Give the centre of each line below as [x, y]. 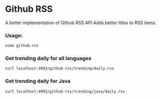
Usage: [14, 35]
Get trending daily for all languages [48, 59]
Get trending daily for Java [38, 81]
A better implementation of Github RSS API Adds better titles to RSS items [80, 23]
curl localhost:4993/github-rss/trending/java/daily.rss [65, 91]
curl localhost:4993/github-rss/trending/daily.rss [59, 68]
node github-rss [22, 46]
